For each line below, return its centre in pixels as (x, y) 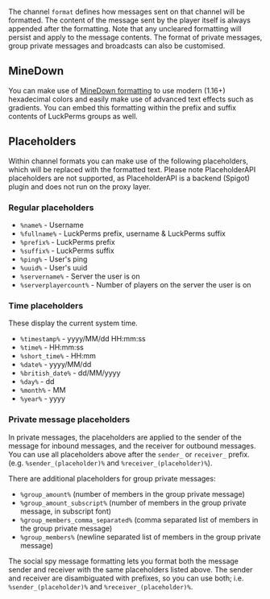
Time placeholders (46, 305)
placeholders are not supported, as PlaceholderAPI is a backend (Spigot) (129, 178)
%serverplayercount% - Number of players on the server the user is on (135, 284)
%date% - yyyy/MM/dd (56, 365)
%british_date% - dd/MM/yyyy (70, 373)
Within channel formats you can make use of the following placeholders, (128, 161)
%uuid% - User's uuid (54, 267)
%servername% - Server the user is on (80, 276)
